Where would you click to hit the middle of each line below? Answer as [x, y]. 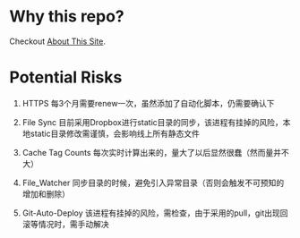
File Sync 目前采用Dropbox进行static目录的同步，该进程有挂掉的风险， [153, 122]
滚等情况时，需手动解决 [65, 224]
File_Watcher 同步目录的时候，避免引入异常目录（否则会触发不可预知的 [153, 183]
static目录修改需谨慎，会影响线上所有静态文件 [115, 133]
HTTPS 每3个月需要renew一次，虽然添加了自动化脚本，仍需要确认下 [148, 103]
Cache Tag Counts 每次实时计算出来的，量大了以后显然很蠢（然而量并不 [155, 152]
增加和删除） [46, 193]
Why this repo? [67, 17]
